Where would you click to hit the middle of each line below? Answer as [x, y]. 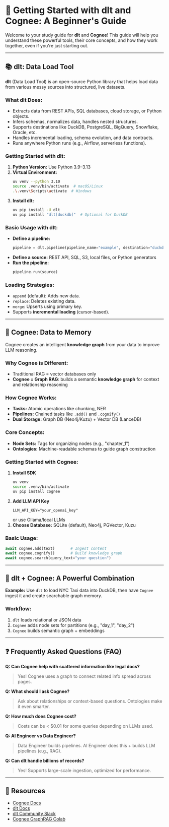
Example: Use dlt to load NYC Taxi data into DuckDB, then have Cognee [79, 590]
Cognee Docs [27, 803]
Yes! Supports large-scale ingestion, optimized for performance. [84, 770]
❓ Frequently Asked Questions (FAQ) [63, 652]
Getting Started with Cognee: [42, 462]
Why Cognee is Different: [37, 363]
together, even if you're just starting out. [47, 45]
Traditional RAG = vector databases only [54, 374]
